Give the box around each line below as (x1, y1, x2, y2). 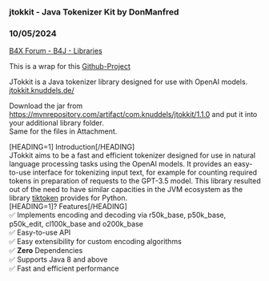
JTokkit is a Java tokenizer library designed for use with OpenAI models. (9, 77, 248, 86)
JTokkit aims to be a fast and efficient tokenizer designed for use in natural (9, 151, 256, 160)
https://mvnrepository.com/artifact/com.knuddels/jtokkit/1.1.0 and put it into (9, 110, 258, 119)
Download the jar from (9, 101, 83, 110)
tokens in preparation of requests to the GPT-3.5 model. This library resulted (9, 176, 261, 186)
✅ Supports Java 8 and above (9, 255, 108, 264)
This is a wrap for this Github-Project (9, 62, 131, 71)
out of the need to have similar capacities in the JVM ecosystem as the (9, 185, 243, 195)
